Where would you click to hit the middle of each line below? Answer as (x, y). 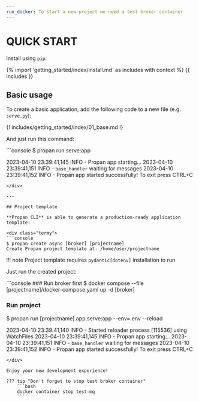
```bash (26, 386)
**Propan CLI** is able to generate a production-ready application (94, 217)
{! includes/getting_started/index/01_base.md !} (65, 127)
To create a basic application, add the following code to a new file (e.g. (94, 109)
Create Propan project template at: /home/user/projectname (83, 249)
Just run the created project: (41, 272)
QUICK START (42, 41)
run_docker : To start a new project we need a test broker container (95, 12)
